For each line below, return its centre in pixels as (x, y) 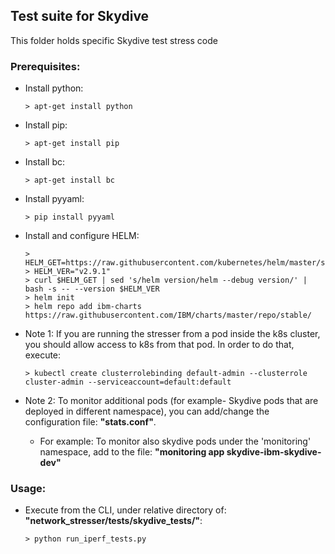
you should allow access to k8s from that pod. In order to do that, (159, 345)
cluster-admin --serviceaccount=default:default (128, 382)
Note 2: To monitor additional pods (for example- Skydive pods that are (171, 401)
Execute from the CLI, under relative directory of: (125, 510)
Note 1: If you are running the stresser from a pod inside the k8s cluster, (172, 334)
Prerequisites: (45, 66)
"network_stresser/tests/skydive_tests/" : (113, 521)
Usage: (28, 489)
